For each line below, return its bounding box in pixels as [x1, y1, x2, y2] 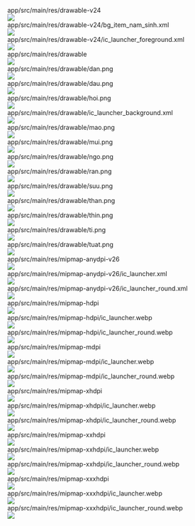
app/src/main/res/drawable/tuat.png [7, 241, 113, 248]
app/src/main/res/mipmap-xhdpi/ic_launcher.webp [7, 401, 156, 410]
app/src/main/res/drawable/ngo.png [7, 153, 113, 160]
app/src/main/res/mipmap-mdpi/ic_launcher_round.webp [7, 372, 175, 380]
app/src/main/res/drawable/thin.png [7, 211, 113, 219]
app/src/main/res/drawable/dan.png [7, 65, 113, 73]
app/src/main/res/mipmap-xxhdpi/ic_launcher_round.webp [7, 460, 179, 468]
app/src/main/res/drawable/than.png [7, 197, 116, 204]
